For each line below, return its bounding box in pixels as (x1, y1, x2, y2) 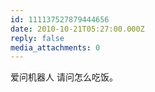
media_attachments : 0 (10, 42, 101, 53)
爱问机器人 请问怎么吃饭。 (10, 71, 118, 83)
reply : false (10, 33, 65, 43)
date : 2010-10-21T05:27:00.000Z (10, 24, 145, 34)
